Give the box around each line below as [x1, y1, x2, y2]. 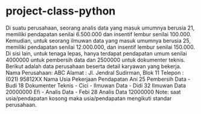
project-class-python [5, 4, 116, 18]
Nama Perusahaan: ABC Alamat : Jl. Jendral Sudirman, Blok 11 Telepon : [5, 69, 184, 76]
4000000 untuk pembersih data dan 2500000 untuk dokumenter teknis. [5, 56, 185, 63]
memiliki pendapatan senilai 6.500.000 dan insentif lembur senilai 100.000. [5, 30, 191, 37]
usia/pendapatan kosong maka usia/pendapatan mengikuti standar [5, 95, 172, 102]
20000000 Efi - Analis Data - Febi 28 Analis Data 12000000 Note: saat [5, 88, 181, 95]
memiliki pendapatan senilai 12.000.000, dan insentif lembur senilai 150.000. [5, 43, 196, 51]
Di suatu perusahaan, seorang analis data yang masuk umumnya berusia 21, [5, 24, 195, 31]
